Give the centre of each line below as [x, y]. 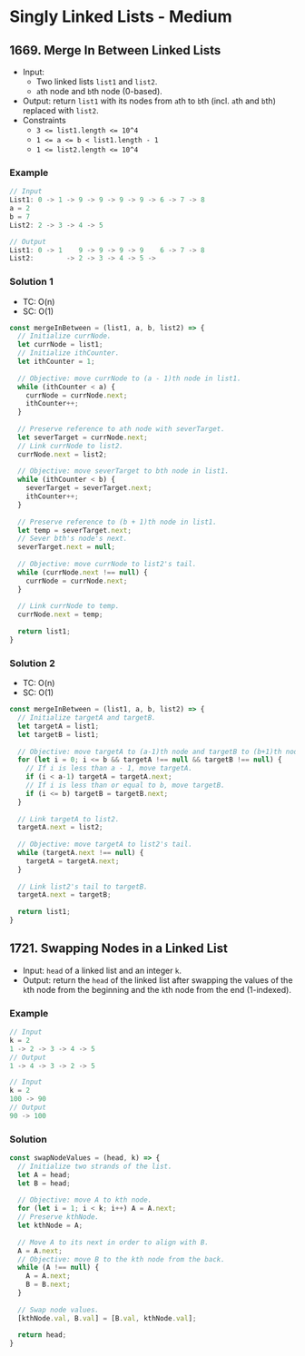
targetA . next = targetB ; [64, 895]
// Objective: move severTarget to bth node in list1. [123, 471]
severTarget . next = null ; [67, 547]
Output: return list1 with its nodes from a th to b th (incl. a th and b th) [149, 101]
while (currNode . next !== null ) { [83, 572]
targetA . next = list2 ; [60, 828]
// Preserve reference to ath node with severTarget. [121, 429]
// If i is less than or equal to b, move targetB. [125, 786]
